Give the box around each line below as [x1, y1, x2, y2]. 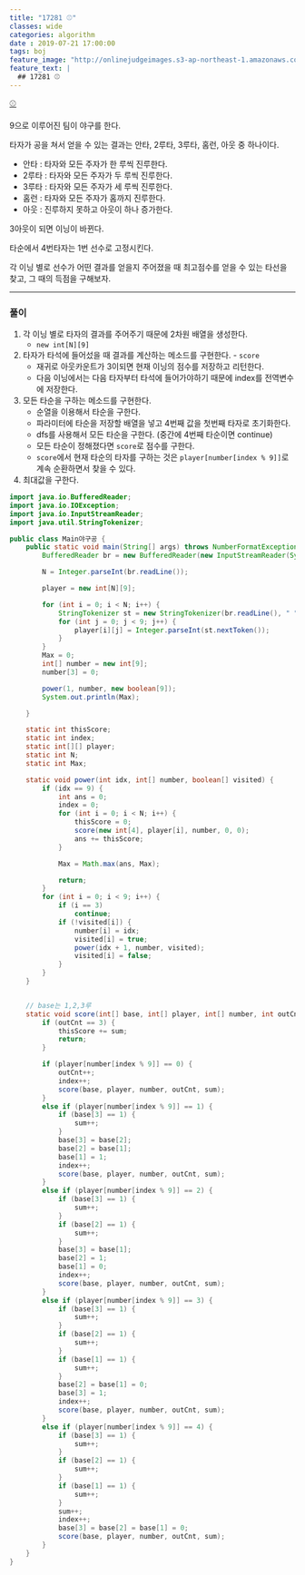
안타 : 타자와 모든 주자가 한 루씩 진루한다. [22, 158, 168, 169]
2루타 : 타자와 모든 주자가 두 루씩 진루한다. [22, 170, 172, 181]
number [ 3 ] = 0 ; [42, 668, 100, 677]
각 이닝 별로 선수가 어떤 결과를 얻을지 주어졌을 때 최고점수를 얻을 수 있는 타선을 [9, 261, 288, 272]
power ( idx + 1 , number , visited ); [74, 943, 205, 953]
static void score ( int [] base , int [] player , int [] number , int [25, 1009, 274, 1019]
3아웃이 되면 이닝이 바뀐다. [9, 223, 104, 234]
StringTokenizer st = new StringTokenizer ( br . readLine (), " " [57, 609, 299, 618]
